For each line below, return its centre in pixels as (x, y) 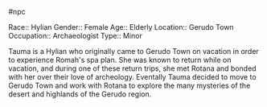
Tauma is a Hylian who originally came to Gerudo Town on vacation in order (133, 51)
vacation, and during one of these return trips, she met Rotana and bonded (132, 68)
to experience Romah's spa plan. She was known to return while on (120, 60)
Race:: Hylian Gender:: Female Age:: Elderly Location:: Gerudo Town (121, 27)
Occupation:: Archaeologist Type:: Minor (75, 36)
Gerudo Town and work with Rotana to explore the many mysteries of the (129, 85)
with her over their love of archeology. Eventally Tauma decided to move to (132, 77)
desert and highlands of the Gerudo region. (80, 94)
